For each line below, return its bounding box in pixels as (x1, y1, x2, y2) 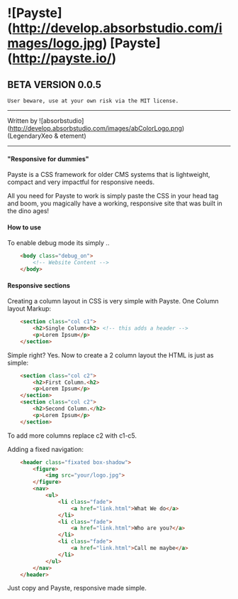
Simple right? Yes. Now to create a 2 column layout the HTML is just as (7, 350, 214, 360)
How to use (7, 222, 41, 232)
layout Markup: (7, 304, 52, 313)
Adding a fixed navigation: (7, 445, 84, 453)
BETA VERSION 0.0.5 (7, 78, 101, 90)
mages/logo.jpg (7, 36, 103, 51)
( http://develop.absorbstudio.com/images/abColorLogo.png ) (7, 124, 185, 132)
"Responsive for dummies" (7, 154, 90, 163)
